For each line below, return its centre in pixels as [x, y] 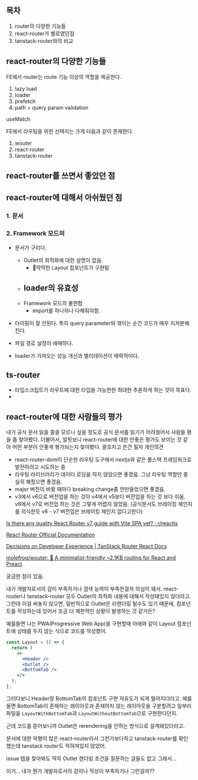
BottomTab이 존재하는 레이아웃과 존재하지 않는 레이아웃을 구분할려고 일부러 [104, 706]
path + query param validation [51, 107]
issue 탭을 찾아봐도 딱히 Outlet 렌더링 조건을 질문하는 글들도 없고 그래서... [91, 758]
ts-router [23, 375]
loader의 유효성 [51, 288]
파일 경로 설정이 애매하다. [44, 343]
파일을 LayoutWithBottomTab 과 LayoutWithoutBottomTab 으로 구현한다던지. [92, 713]
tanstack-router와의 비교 [44, 41]
